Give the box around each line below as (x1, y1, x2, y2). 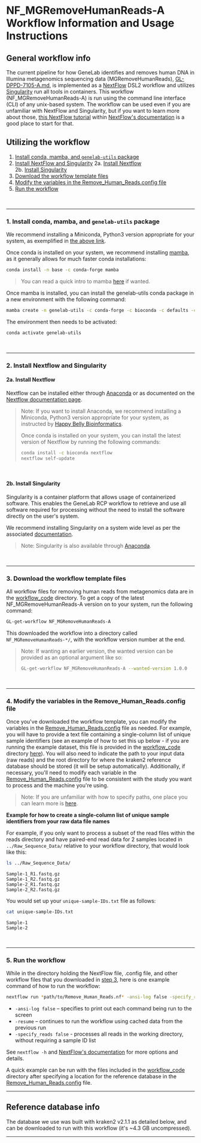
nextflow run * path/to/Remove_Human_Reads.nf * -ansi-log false (6, 994, 167, 1000)
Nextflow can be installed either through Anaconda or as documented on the (6, 389, 196, 397)
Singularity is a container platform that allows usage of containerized (6, 493, 176, 500)
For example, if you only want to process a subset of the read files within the (6, 829, 195, 837)
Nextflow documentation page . (6, 395, 83, 403)
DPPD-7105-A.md (6, 82, 50, 89)
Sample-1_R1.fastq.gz (6, 871, 60, 877)
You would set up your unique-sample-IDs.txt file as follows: (6, 898, 156, 905)
